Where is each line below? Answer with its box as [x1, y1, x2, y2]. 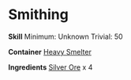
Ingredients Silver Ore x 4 [8, 62, 93, 72]
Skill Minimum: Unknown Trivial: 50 [8, 32, 124, 41]
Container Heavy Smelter [8, 47, 92, 56]
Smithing [8, 6, 69, 24]
